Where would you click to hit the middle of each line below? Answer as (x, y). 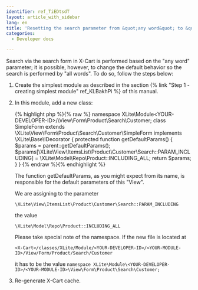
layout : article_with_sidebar (43, 17)
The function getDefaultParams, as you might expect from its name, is (100, 176)
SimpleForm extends (39, 127)
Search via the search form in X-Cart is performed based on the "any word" (98, 61)
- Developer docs (33, 39)
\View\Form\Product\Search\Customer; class (112, 120)
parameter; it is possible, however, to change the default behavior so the (94, 67)
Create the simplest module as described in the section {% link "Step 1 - (102, 85)
